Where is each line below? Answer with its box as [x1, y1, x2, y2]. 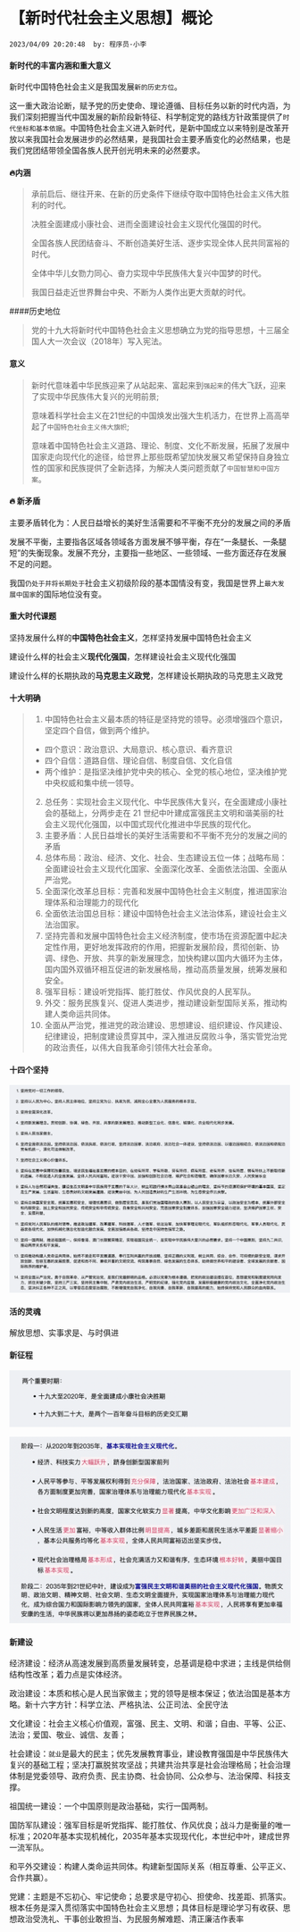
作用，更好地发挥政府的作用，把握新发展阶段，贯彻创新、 [60, 941, 272, 952]
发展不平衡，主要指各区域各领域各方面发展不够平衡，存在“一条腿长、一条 [9, 536, 279, 547]
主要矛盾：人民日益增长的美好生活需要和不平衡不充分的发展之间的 [44, 830, 287, 841]
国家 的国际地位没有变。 [21, 589, 107, 599]
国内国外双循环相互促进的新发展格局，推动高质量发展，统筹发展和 [44, 964, 287, 974]
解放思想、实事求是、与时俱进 [9, 1327, 119, 1338]
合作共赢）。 [9, 1872, 53, 1883]
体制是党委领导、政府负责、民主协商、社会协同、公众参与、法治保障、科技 [9, 1770, 283, 1782]
